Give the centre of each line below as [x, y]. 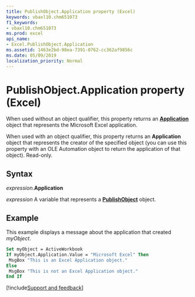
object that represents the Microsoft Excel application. [72, 125]
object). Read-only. [29, 155]
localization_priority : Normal [44, 61]
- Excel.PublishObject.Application [50, 45]
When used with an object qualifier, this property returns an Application [94, 137]
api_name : [18, 39]
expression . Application [35, 188]
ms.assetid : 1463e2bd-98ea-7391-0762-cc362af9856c [70, 50]
